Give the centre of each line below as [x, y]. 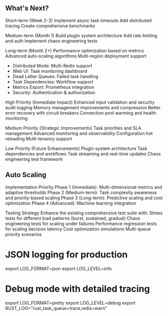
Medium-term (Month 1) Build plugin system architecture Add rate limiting [81, 35]
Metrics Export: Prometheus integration [53, 87]
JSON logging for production [67, 254]
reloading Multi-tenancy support [39, 138]
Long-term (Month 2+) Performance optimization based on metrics [75, 50]
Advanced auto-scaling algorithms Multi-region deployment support [76, 56]
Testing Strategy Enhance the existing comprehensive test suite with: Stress [84, 213]
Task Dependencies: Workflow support [53, 82]
